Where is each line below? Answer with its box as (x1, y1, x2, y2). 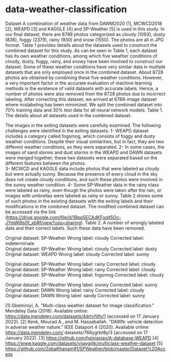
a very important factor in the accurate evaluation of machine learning (5, 80, 152, 86)
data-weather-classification (5, 4, 127, 15)
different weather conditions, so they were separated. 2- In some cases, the (5, 144, 164, 150)
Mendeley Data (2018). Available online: (5, 308, 89, 314)
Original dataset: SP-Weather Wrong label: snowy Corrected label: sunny (5, 282, 158, 288)
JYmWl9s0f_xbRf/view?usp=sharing (5, 219, 81, 226)
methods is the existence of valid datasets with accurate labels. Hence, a (5, 85, 159, 91)
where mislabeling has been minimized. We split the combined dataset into (5, 101, 162, 107)
